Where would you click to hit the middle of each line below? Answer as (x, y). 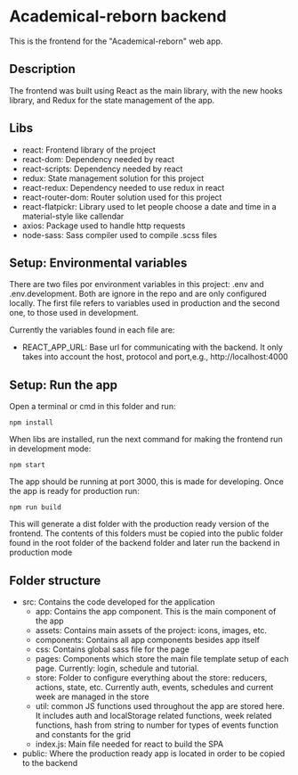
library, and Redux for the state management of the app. (112, 100)
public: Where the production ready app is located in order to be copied (153, 754)
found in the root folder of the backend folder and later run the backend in (145, 543)
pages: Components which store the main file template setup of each (162, 659)
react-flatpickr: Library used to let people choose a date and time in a (149, 206)
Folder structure (55, 580)
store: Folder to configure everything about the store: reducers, (151, 678)
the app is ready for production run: (74, 491)
